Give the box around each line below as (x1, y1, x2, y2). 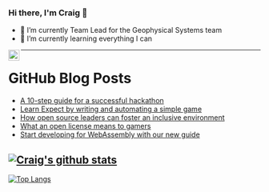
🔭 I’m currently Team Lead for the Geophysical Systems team (19, 26, 223, 35)
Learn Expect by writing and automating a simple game (19, 104, 203, 114)
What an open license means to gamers (19, 122, 151, 131)
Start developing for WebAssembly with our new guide (19, 130, 200, 139)
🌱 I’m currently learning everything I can (19, 34, 153, 43)
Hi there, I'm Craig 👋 (8, 7, 88, 18)
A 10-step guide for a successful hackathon (19, 96, 164, 106)
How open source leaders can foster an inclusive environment (19, 113, 226, 122)
